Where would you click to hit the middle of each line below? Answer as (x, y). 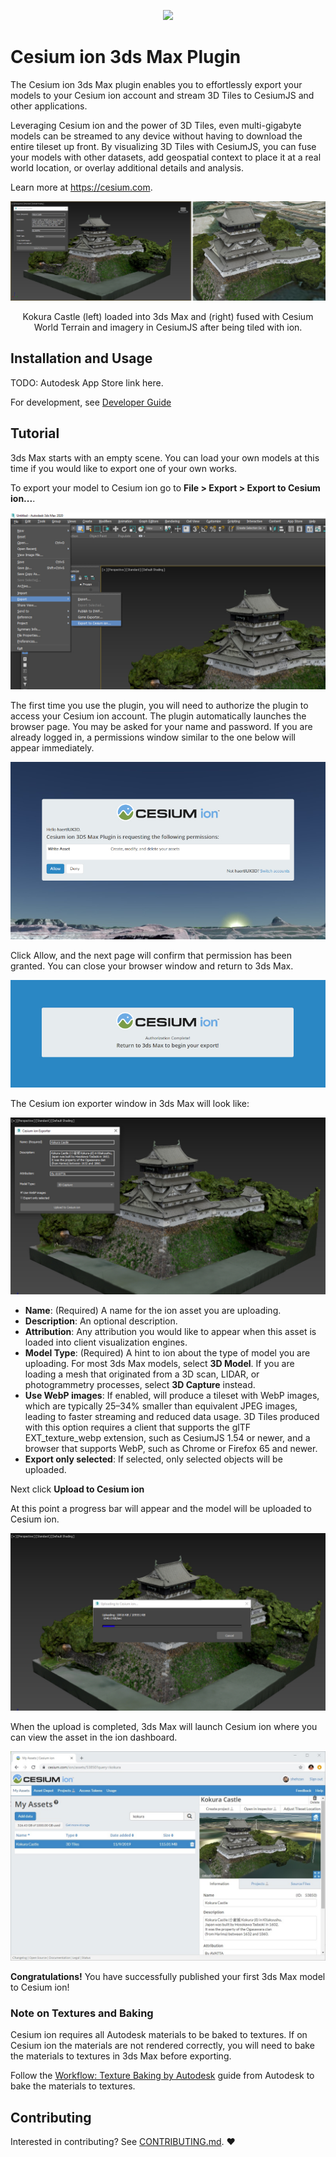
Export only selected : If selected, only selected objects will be (153, 1459)
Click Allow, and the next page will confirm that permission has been (151, 955)
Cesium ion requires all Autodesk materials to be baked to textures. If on (159, 2035)
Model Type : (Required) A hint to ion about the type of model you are (167, 1353)
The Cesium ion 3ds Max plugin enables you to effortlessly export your (156, 84)
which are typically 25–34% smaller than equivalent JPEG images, (161, 1406)
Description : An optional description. (101, 1321)
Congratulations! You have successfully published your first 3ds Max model (168, 1977)
